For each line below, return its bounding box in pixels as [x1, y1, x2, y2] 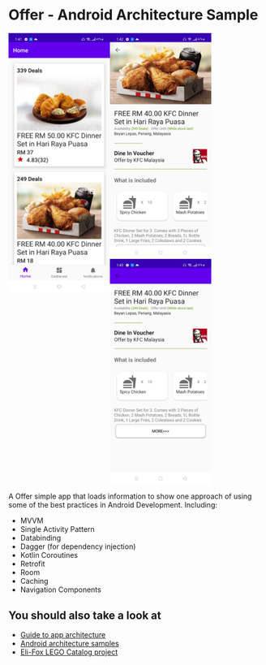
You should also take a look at [8, 608, 161, 622]
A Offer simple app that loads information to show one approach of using [8, 491, 252, 501]
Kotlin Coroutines [19, 551, 79, 560]
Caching [19, 576, 49, 586]
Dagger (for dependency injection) [19, 542, 136, 551]
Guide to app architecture [19, 630, 106, 640]
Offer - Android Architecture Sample [8, 6, 259, 24]
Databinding [19, 533, 62, 543]
